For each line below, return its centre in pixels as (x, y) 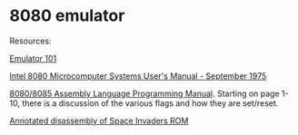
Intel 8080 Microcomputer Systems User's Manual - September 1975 (138, 76)
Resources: (30, 41)
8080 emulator (67, 16)
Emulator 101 (33, 58)
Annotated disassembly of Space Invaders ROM (99, 121)
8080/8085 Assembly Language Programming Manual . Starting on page (144, 93)
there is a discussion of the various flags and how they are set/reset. (150, 103)
